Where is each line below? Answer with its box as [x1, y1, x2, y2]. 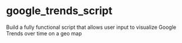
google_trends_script [6, 4, 113, 18]
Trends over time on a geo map [6, 29, 82, 37]
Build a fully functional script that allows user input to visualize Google [6, 24, 177, 31]
